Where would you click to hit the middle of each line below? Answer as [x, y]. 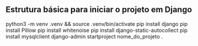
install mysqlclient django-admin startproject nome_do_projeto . [84, 36]
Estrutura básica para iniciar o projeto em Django [99, 10]
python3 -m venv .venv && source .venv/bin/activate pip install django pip [97, 24]
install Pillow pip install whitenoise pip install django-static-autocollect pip [97, 30]
